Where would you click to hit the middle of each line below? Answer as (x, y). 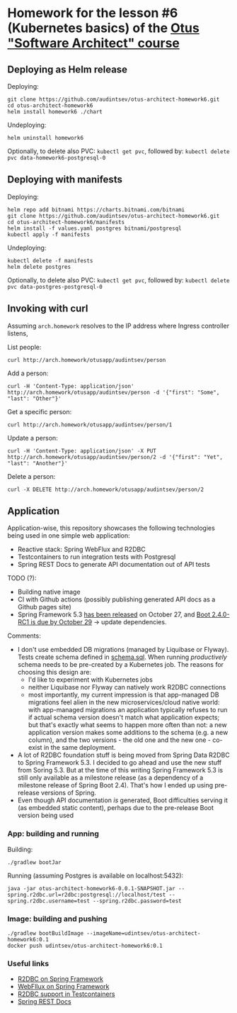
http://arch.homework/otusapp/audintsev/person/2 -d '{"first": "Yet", (115, 457)
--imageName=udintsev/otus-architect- (143, 934)
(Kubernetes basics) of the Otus (103, 28)
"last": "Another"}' (38, 463)
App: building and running (53, 834)
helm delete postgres (39, 267)
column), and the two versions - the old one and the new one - (119, 740)
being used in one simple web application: (69, 536)
